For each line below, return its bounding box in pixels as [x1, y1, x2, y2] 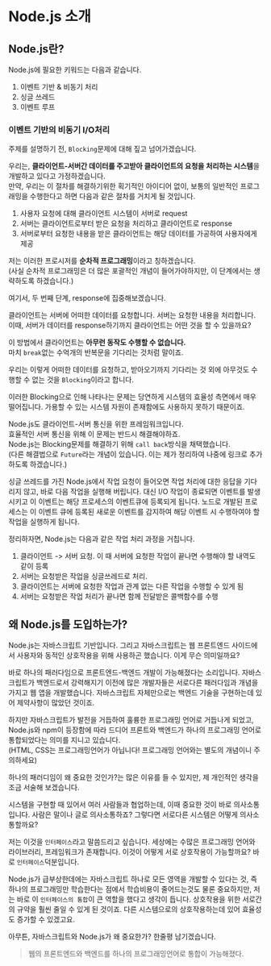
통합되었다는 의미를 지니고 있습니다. [8, 735, 121, 745]
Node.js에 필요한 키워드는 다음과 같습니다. [8, 65, 142, 74]
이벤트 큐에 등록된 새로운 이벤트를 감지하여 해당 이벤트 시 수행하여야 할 [38, 507, 261, 517]
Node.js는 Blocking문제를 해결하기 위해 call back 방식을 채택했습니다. [8, 439, 231, 449]
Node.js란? [8, 42, 65, 56]
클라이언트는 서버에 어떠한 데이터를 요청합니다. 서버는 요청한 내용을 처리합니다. [8, 310, 256, 320]
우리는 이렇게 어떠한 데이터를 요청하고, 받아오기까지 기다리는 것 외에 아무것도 [8, 364, 250, 375]
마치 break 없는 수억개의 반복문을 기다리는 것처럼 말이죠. [8, 348, 184, 357]
